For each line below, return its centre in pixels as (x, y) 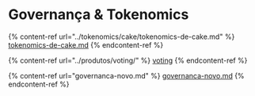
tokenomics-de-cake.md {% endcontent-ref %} (86, 44)
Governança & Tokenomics (99, 15)
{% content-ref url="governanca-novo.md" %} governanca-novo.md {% (126, 75)
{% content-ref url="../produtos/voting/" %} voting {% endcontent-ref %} (128, 60)
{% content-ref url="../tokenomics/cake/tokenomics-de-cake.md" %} (122, 36)
